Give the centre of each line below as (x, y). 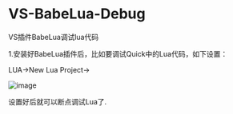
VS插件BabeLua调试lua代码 (53, 37)
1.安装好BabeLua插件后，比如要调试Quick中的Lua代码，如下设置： (118, 53)
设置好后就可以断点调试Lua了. (58, 101)
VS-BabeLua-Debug (77, 14)
